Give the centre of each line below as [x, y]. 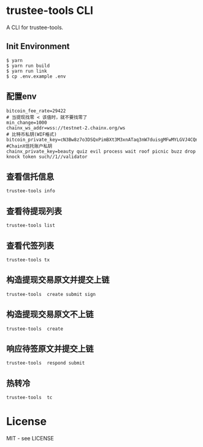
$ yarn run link [27, 71]
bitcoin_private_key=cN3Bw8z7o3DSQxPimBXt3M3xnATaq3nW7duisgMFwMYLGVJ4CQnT [104, 139]
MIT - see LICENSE [30, 439]
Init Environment [38, 46]
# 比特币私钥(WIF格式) [32, 134]
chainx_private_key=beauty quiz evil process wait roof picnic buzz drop [101, 151]
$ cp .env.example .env [36, 76]
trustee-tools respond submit [46, 363]
